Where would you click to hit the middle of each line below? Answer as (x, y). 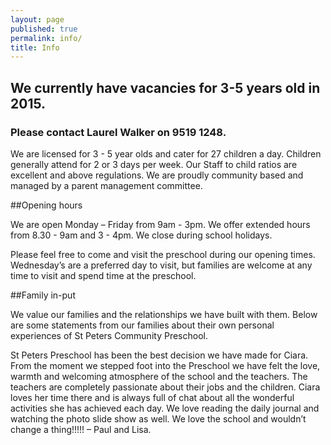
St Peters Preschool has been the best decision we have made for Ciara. (159, 355)
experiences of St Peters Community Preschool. (109, 335)
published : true (44, 29)
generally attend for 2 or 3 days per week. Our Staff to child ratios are (154, 164)
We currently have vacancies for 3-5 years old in (165, 87)
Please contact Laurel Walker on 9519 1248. (118, 132)
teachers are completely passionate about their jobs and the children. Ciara (165, 387)
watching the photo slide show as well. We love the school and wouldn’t (158, 418)
